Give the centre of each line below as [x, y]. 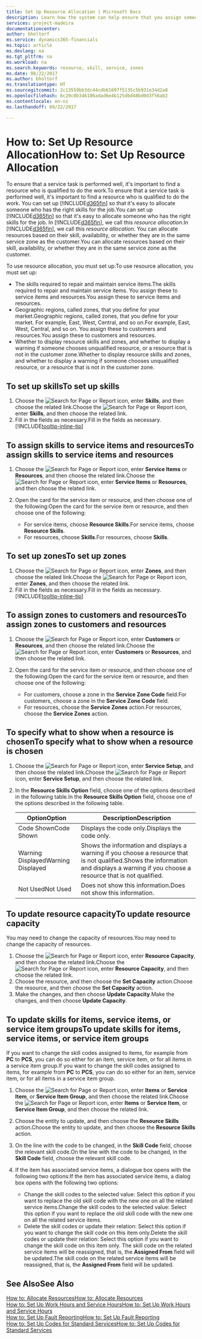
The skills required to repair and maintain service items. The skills [95, 284]
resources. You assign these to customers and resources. [85, 335]
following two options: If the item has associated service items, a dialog [103, 1177]
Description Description [137, 818]
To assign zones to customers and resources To [96, 615]
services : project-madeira [40, 23]
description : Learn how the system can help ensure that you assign [94, 17]
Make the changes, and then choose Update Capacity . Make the [94, 994]
